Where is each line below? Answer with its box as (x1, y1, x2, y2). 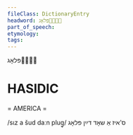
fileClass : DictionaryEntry (7, 10, 90, 18)
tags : (7, 37, 23, 44)
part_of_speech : (7, 23, 55, 30)
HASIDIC (7, 81, 59, 97)
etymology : (7, 30, 39, 37)
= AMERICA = (7, 104, 47, 113)
